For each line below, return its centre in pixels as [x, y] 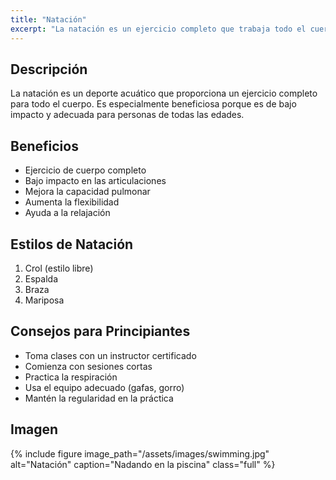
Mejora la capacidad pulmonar [87, 192]
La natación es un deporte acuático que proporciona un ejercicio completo [164, 93]
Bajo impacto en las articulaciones [95, 181]
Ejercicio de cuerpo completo [85, 170]
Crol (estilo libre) [59, 268]
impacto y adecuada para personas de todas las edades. [127, 115]
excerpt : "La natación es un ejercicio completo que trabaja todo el [158, 29]
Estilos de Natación [72, 244]
